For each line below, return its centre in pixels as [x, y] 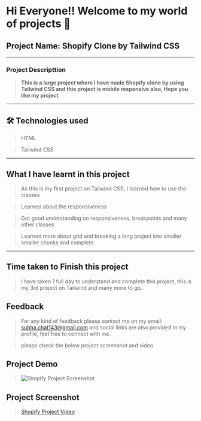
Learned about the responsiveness [64, 206]
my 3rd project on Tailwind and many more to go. [81, 287]
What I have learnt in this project [68, 174]
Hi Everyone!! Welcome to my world [97, 11]
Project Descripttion [36, 69]
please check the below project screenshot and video [87, 345]
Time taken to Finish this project [67, 267]
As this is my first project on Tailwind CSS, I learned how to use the [103, 188]
